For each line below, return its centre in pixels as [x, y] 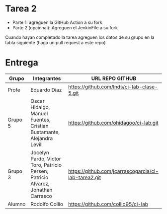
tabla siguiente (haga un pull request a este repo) [55, 42]
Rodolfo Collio [47, 204]
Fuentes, [41, 120]
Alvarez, [40, 183]
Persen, [40, 171]
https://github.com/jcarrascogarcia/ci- [113, 171]
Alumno [17, 204]
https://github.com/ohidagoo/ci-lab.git [113, 123]
